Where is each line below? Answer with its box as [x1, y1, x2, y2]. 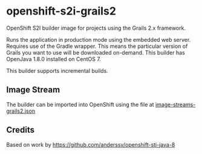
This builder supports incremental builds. [6, 67, 109, 74]
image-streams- [155, 101, 196, 108]
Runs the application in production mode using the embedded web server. [6, 36, 191, 43]
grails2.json [6, 107, 35, 115]
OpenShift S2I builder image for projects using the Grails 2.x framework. [6, 24, 186, 32]
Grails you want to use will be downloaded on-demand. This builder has [6, 49, 186, 56]
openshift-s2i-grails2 [6, 4, 117, 18]
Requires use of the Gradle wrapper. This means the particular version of [6, 42, 188, 50]
